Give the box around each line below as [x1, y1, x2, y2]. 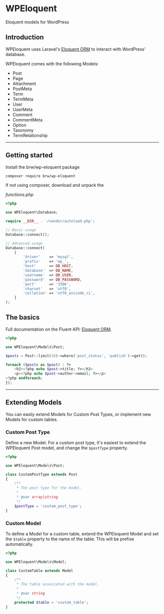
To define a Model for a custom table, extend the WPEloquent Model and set [5, 531, 159, 536]
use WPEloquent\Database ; [5, 210, 58, 215]
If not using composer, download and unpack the [5, 182, 104, 188]
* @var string [16, 591, 45, 596]
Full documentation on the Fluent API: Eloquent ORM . [5, 326, 112, 332]
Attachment [12, 80, 36, 86]
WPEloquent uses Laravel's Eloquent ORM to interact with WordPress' [5, 46, 146, 52]
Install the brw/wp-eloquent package [5, 164, 80, 170]
